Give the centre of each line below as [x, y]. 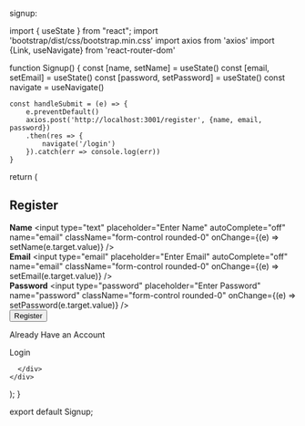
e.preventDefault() [63, 112]
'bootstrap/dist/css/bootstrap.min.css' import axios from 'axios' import [142, 41]
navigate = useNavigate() [57, 87]
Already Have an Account [57, 334]
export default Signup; [51, 411]
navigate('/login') [79, 144]
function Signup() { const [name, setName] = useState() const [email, [140, 68]
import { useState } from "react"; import [84, 31]
